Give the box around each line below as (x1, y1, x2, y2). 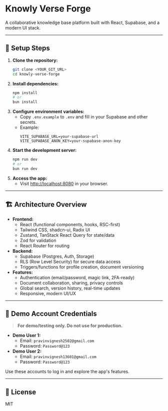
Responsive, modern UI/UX (19, 290, 76, 296)
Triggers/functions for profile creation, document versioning (19, 264, 144, 270)
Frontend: (12, 216, 33, 222)
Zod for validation (19, 237, 56, 243)
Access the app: (12, 175, 47, 181)
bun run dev (12, 166, 37, 171)
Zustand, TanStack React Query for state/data (19, 232, 115, 238)
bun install (12, 99, 37, 105)
